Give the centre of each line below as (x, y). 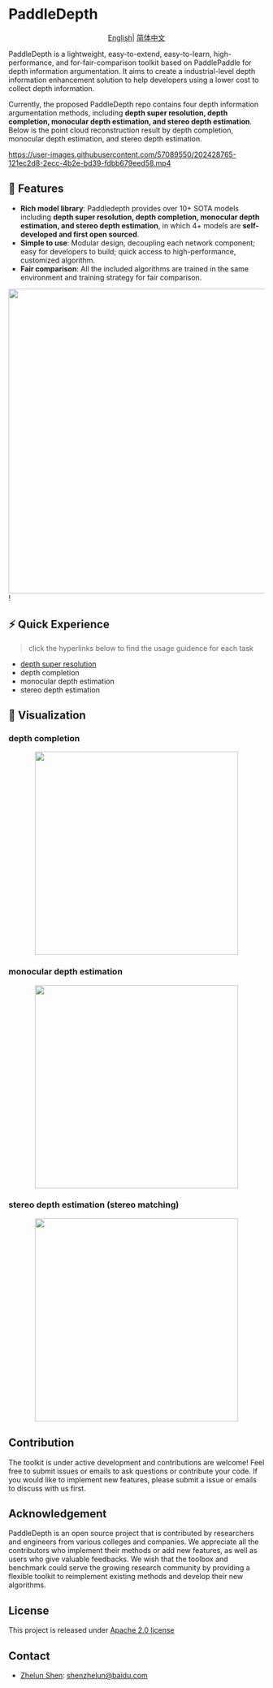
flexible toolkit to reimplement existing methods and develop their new (126, 1577)
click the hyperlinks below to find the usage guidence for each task (141, 648)
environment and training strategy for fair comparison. (111, 277)
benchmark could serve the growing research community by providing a (129, 1568)
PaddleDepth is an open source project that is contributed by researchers (131, 1534)
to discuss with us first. (48, 1488)
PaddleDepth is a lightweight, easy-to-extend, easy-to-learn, (110, 54)
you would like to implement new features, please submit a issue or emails (133, 1479)
